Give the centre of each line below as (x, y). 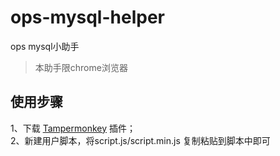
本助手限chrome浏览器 (81, 67)
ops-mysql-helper (87, 17)
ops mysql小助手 (45, 46)
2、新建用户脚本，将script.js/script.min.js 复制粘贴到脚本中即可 (140, 140)
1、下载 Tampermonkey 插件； (73, 128)
